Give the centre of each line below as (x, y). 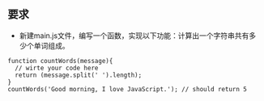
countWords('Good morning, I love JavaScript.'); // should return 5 (128, 89)
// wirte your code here (57, 68)
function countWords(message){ (60, 61)
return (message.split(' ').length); (79, 75)
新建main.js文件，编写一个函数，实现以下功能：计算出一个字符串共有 (134, 36)
